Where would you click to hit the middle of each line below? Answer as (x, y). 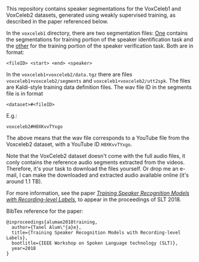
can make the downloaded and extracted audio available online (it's (105, 175)
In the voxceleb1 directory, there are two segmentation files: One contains (97, 33)
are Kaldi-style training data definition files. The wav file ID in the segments (99, 87)
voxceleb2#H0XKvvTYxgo (34, 127)
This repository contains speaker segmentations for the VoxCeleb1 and (94, 9)
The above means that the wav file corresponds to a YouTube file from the (98, 138)
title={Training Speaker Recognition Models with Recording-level (96, 233)
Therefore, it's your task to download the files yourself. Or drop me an (92, 169)
